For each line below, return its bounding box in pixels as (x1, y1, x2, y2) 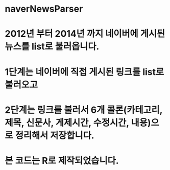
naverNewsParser (5, 3, 83, 15)
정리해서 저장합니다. (15, 130, 95, 141)
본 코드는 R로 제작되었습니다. (5, 155, 119, 166)
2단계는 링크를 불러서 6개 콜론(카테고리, (5, 104, 163, 115)
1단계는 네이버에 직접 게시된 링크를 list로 (5, 66, 164, 78)
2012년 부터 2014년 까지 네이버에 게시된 (5, 28, 165, 40)
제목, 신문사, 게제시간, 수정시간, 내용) (5, 117, 151, 128)
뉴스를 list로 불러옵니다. (5, 41, 100, 53)
